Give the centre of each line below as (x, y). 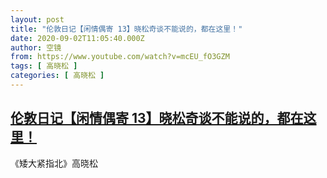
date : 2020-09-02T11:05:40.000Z (77, 38)
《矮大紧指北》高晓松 (54, 163)
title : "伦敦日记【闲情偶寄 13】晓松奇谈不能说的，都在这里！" (126, 29)
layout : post (37, 19)
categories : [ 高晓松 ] (57, 76)
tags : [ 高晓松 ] (44, 66)
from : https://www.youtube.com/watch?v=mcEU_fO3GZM (120, 57)
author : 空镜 (36, 47)
